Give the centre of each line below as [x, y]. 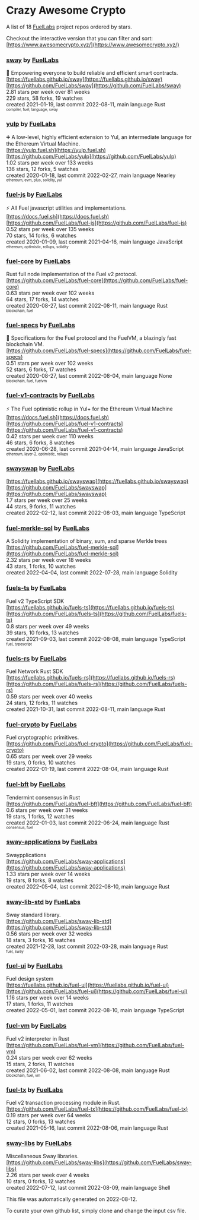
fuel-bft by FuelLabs [36, 785]
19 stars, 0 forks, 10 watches [41, 763]
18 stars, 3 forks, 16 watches [41, 940]
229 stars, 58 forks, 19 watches [44, 98]
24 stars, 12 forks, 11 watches [42, 703]
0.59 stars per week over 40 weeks [49, 696]
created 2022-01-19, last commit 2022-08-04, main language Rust [87, 769]
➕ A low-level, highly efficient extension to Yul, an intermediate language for [99, 137]
